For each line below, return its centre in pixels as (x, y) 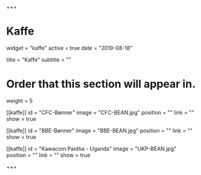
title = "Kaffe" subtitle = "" (39, 59)
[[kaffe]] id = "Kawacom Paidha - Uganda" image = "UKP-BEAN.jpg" (91, 148)
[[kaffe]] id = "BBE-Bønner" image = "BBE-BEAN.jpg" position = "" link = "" (100, 130)
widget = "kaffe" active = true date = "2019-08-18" (69, 48)
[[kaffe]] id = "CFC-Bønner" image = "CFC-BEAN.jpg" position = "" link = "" (100, 112)
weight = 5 (20, 101)
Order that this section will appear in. (101, 84)
